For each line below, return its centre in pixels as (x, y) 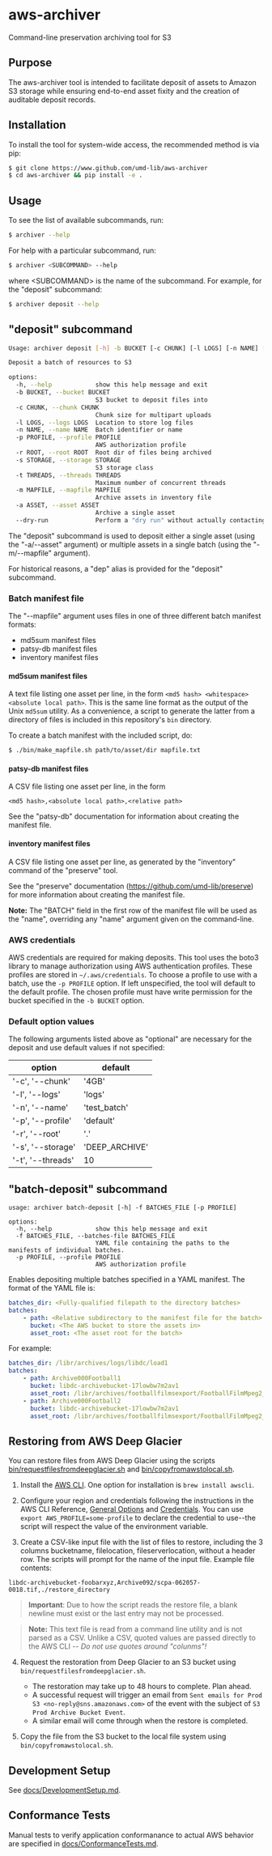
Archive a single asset (135, 513)
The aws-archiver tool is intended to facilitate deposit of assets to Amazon (132, 82)
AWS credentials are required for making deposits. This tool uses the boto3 (134, 957)
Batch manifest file (47, 598)
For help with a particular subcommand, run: (82, 250)
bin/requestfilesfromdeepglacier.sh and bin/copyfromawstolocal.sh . (121, 1469)
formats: (22, 624)
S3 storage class (124, 467)
